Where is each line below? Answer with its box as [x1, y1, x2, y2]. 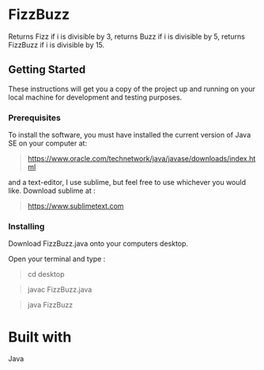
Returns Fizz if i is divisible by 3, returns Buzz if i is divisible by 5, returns [8, 32, 245, 41]
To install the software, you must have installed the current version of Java [8, 130, 251, 140]
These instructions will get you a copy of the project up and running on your [8, 84, 255, 93]
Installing [8, 221, 45, 232]
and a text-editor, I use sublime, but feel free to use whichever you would [8, 178, 247, 187]
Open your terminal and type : [8, 255, 106, 264]
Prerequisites [8, 112, 61, 123]
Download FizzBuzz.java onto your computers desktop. [8, 239, 188, 248]
